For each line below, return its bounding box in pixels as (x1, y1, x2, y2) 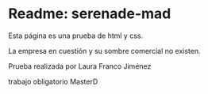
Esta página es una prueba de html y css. (8, 31, 144, 40)
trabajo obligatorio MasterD (8, 77, 98, 86)
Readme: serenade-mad (8, 5, 171, 23)
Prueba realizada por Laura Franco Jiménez (8, 61, 152, 71)
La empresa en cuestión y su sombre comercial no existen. (8, 46, 201, 55)
